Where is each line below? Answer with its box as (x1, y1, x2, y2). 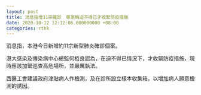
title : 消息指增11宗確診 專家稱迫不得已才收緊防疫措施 (6, 14, 129, 20)
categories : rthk (6, 25, 50, 31)
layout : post (6, 8, 39, 15)
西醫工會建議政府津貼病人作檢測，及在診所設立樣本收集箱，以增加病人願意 (6, 75, 190, 82)
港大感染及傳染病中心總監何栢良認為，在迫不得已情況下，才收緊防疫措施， (6, 55, 190, 62)
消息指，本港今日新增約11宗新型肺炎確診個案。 (6, 42, 121, 49)
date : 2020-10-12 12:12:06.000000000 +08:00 (6, 20, 119, 26)
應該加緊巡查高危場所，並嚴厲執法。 (11, 62, 100, 69)
